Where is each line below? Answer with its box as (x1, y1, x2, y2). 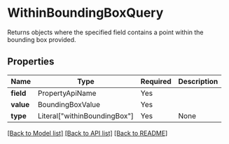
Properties (7, 56, 55, 68)
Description (178, 76, 218, 86)
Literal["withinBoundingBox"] (37, 110, 134, 120)
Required (140, 76, 172, 86)
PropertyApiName (37, 88, 97, 98)
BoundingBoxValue (37, 99, 100, 109)
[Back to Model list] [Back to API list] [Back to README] (7, 129, 168, 137)
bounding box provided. (7, 35, 76, 43)
